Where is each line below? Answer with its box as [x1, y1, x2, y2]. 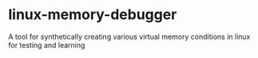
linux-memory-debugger [8, 6, 177, 24]
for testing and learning [8, 40, 85, 49]
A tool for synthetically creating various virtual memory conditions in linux [8, 32, 251, 41]
